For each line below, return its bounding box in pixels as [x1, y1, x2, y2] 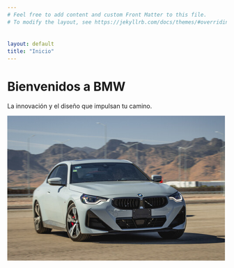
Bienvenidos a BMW [7, 79, 126, 95]
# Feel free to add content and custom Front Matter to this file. [7, 11, 208, 18]
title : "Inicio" [7, 48, 54, 55]
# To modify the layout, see [7, 18, 92, 26]
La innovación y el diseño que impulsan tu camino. [7, 102, 153, 110]
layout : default [7, 40, 54, 48]
